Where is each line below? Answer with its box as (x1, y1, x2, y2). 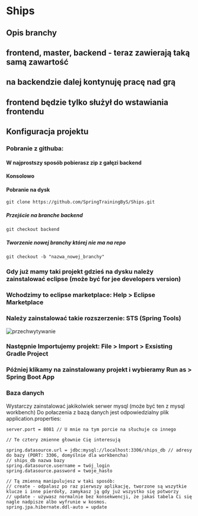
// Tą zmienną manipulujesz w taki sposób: (6, 478, 116, 484)
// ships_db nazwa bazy (6, 457, 65, 463)
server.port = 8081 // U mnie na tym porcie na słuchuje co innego (6, 426, 177, 433)
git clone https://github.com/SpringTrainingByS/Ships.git (6, 199, 155, 205)
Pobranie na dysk (6, 186, 50, 193)
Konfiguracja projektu (6, 127, 89, 137)
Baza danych (6, 389, 44, 397)
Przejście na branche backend (6, 212, 83, 219)
